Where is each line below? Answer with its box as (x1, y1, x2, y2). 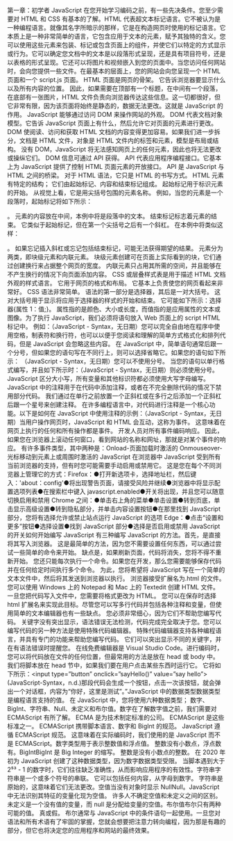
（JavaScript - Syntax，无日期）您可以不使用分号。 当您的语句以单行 (20, 357, 219, 365)
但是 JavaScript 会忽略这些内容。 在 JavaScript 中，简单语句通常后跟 (19, 340, 217, 348)
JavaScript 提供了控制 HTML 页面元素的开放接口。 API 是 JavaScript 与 (20, 163, 225, 170)
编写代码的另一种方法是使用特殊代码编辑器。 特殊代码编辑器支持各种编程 (7, 626, 216, 635)
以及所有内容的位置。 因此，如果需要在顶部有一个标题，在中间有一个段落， (7, 84, 222, 92)
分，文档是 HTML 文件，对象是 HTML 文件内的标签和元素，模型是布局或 (7, 136, 213, 145)
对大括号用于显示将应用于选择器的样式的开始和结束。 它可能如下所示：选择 (7, 296, 222, 304)
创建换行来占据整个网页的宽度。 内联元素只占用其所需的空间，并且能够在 (12, 261, 222, 270)
